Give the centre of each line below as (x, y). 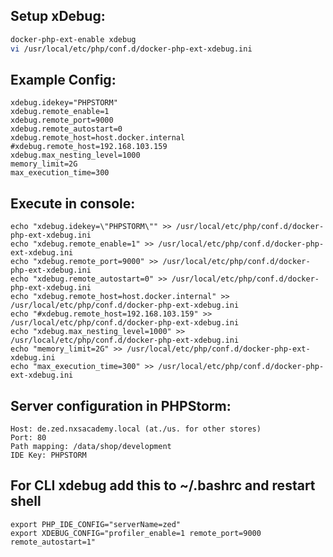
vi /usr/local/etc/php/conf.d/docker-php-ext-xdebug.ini (131, 49)
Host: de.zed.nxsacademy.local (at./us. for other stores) (136, 429)
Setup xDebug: (58, 16)
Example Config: (63, 79)
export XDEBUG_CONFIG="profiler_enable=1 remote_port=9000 (136, 533)
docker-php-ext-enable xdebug (73, 39)
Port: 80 (28, 438)
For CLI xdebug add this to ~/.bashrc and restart (163, 485)
